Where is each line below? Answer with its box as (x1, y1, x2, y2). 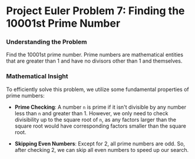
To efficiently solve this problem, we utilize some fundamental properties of (6, 86, 190, 93)
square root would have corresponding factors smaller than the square (14, 122, 187, 129)
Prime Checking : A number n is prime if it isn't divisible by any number (14, 103, 187, 111)
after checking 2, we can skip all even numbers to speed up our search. (14, 146, 189, 153)
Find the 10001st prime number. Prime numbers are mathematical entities (6, 51, 184, 59)
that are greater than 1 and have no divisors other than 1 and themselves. (6, 57, 183, 64)
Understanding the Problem (6, 38, 87, 46)
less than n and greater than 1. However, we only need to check (14, 109, 168, 116)
